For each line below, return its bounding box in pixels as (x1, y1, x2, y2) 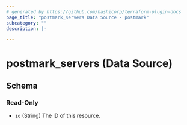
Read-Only (6, 98, 39, 106)
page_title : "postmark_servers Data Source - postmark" (6, 14, 149, 20)
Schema (6, 80, 38, 90)
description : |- (6, 25, 47, 32)
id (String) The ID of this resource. (14, 112, 101, 119)
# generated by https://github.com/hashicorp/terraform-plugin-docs (6, 8, 182, 15)
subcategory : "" (6, 20, 47, 26)
